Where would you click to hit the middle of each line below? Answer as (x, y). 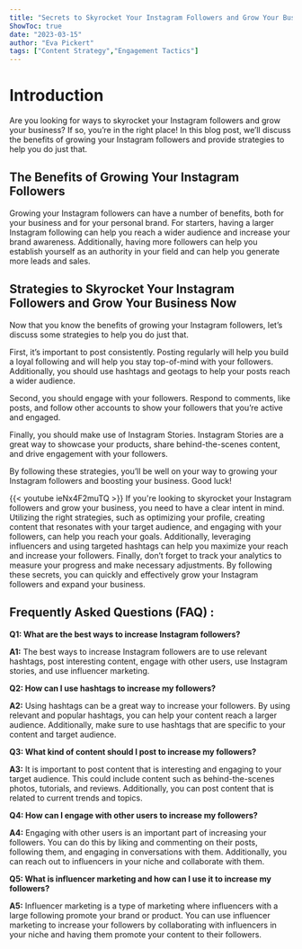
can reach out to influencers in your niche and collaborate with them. (137, 861)
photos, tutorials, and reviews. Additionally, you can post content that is (142, 788)
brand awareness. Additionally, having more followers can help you (133, 242)
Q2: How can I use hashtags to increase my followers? (113, 688)
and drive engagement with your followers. (89, 453)
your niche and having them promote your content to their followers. (136, 934)
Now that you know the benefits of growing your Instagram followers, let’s (146, 325)
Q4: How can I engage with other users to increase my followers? (133, 815)
